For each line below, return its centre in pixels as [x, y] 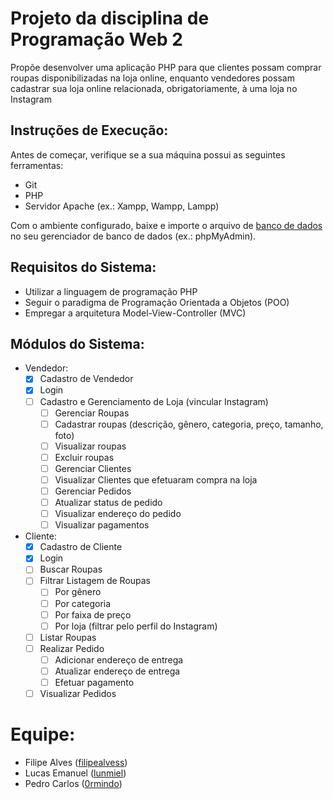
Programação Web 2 [96, 39]
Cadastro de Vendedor [86, 379]
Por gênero [78, 592]
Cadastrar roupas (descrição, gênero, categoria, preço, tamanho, [189, 424]
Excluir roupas [84, 457]
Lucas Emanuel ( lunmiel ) [75, 773]
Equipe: [43, 734]
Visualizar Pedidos [78, 693]
